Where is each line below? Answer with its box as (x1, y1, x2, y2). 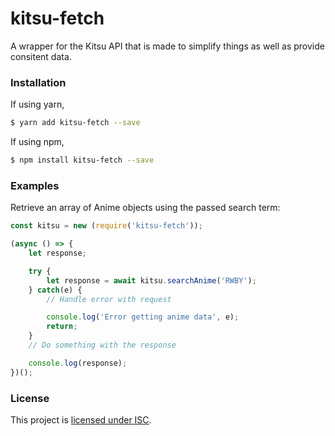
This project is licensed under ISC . (10, 413, 152, 426)
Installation (10, 75, 67, 89)
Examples (10, 178, 60, 192)
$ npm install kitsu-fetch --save (10, 155, 155, 166)
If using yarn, (10, 98, 65, 111)
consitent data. (10, 50, 72, 62)
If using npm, (10, 136, 65, 148)
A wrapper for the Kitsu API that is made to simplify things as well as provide (10, 40, 325, 52)
